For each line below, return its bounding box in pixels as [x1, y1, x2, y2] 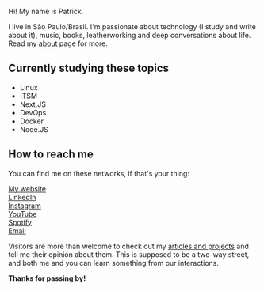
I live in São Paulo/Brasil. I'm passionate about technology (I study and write [8, 22, 256, 31]
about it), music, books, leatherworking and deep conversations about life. [8, 31, 251, 40]
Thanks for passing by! [8, 273, 86, 283]
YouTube [8, 209, 37, 218]
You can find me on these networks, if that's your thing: [8, 168, 190, 178]
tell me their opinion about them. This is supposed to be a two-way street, [8, 249, 250, 259]
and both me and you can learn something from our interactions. [8, 258, 220, 267]
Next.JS [19, 99, 46, 109]
